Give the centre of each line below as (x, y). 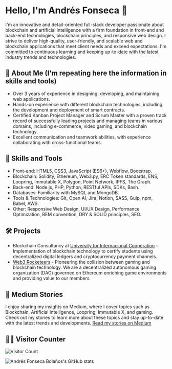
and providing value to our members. (52, 279)
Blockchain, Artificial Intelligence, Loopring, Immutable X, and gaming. (79, 312)
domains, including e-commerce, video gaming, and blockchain (80, 126)
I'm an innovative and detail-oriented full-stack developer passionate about (85, 25)
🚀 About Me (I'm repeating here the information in (86, 73)
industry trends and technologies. (41, 57)
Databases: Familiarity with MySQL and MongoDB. (66, 192)
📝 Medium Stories (34, 294)
